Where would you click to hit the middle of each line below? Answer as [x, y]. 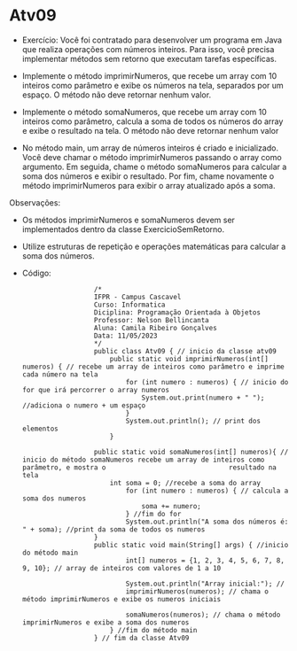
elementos [40, 429]
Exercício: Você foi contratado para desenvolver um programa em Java [152, 40]
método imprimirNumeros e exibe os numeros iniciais [121, 599]
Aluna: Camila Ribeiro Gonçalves [155, 328]
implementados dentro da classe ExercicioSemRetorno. [123, 229]
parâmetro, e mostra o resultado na [149, 467]
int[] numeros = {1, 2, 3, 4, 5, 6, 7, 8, [205, 560]
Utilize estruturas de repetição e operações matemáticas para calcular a [154, 246]
